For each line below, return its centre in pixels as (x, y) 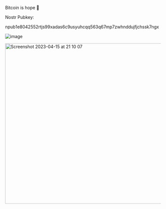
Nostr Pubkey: (20, 17)
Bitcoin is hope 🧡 (22, 8)
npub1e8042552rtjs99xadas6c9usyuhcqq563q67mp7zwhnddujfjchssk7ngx (82, 27)
